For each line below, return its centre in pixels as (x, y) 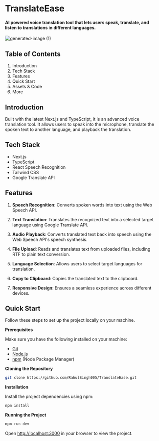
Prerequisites (19, 330)
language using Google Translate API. (50, 225)
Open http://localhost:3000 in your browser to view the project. (69, 433)
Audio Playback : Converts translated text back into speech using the (82, 234)
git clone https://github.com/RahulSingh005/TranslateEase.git (71, 378)
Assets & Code (27, 87)
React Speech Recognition (39, 167)
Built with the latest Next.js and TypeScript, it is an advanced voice (72, 119)
